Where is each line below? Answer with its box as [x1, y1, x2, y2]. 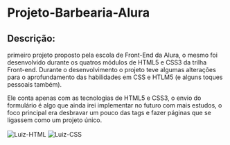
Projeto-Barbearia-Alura [7, 5, 150, 21]
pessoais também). [7, 80, 62, 88]
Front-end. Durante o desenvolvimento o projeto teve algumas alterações [7, 66, 216, 74]
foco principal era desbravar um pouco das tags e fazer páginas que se [7, 109, 211, 117]
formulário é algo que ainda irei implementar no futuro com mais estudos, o [7, 101, 222, 109]
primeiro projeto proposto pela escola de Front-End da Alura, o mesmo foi [7, 51, 218, 59]
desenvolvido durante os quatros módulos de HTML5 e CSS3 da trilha [7, 58, 207, 67]
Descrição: [7, 33, 55, 44]
